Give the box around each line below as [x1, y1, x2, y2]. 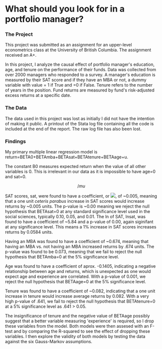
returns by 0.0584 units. [5, 229, 53, 235]
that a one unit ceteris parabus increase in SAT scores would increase [5, 198, 145, 204]
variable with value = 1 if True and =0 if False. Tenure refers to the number [5, 82, 153, 88]
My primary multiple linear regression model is [5, 149, 98, 155]
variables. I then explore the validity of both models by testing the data [5, 334, 146, 339]
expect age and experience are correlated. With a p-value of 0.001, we [5, 273, 146, 279]
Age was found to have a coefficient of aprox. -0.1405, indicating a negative [5, 263, 156, 269]
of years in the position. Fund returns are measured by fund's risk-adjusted [5, 87, 155, 93]
